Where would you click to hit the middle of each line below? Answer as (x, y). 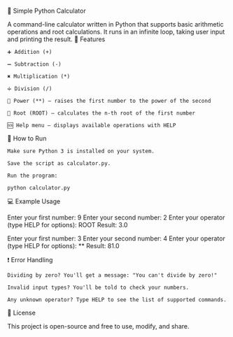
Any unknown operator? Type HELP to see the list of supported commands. (117, 300)
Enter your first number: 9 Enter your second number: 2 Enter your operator (116, 217)
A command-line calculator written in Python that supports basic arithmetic (115, 24)
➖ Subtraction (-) (34, 64)
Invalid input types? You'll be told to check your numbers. (98, 287)
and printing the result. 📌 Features (56, 39)
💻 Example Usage (34, 201)
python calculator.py (39, 188)
